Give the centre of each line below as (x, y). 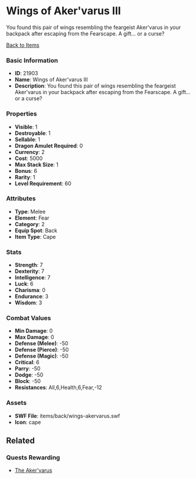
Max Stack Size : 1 (37, 165)
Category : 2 (30, 224)
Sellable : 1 (27, 139)
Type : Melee (30, 211)
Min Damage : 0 (34, 331)
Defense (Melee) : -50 (42, 343)
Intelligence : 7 (32, 278)
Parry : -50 (27, 369)
